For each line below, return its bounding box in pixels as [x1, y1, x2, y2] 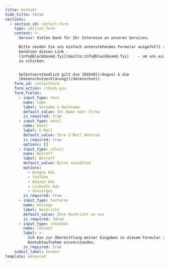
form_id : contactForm [14, 81, 59, 86]
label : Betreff [23, 156, 55, 161]
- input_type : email [18, 118, 62, 123]
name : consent [23, 226, 53, 231]
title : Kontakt [5, 7, 37, 13]
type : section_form [14, 26, 55, 31]
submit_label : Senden [14, 249, 59, 254]
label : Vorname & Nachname [23, 104, 80, 109]
